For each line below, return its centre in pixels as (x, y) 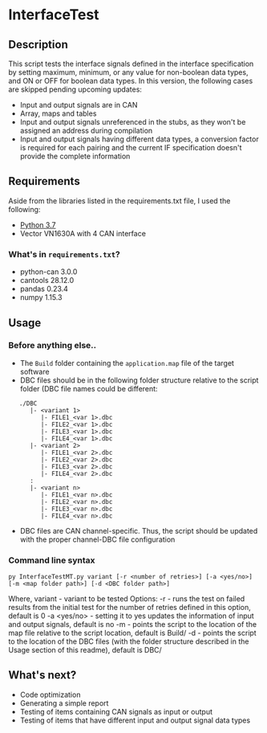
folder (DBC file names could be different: (89, 388)
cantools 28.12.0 (47, 281)
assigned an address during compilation (86, 131)
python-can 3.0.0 (49, 272)
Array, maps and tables (58, 113)
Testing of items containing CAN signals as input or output (116, 711)
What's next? (42, 676)
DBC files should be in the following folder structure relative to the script (139, 380)
